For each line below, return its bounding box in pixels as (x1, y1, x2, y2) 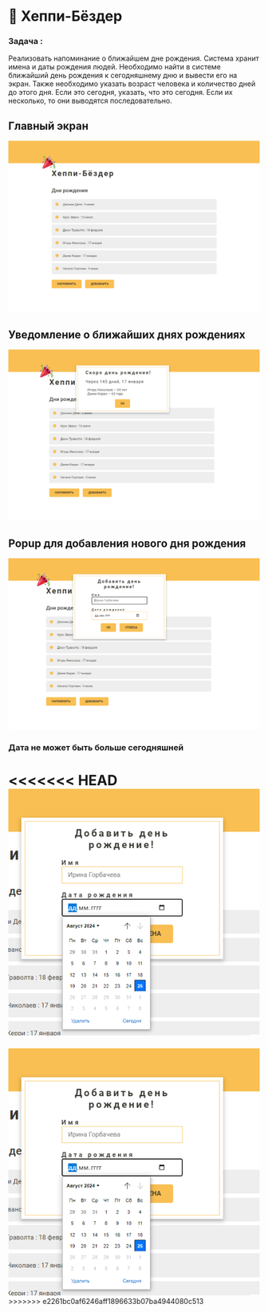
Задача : (8, 36, 44, 47)
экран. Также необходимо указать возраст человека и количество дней (8, 79, 256, 88)
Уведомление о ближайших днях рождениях (8, 328, 246, 341)
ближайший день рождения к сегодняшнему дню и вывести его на (8, 71, 238, 81)
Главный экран (8, 119, 89, 132)
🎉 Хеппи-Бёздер (8, 7, 123, 26)
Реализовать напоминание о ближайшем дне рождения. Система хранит (8, 53, 259, 63)
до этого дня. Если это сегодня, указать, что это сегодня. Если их (8, 88, 233, 97)
